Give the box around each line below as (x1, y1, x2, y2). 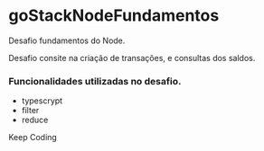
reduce (21, 114, 49, 126)
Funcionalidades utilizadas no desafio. (8, 75, 182, 87)
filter (21, 105, 40, 116)
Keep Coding (8, 132, 58, 143)
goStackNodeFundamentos (8, 5, 220, 26)
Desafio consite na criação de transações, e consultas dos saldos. (8, 52, 256, 63)
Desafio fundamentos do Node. (8, 35, 126, 46)
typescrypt (21, 95, 63, 106)
